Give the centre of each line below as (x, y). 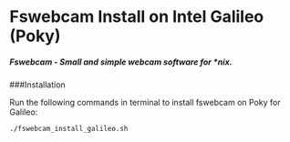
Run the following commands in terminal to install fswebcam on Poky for (145, 103)
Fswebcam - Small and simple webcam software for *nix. (121, 62)
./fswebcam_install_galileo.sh (69, 129)
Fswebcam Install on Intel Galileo (137, 17)
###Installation (37, 85)
